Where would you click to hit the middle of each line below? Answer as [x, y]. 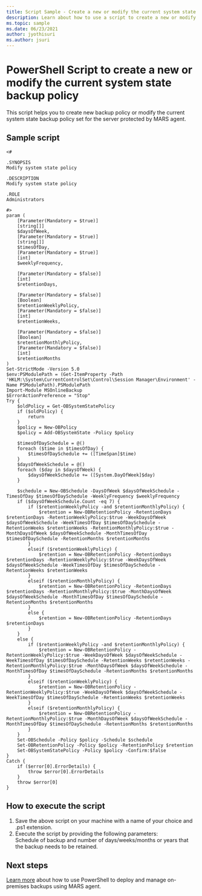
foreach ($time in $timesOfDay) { [60, 449]
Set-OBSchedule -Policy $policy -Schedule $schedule [85, 740]
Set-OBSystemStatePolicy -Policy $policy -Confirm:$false [92, 750]
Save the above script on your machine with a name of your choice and [104, 820]
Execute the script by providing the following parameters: [86, 834]
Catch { [16, 761]
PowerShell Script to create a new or [99, 70]
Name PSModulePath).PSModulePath [48, 385]
